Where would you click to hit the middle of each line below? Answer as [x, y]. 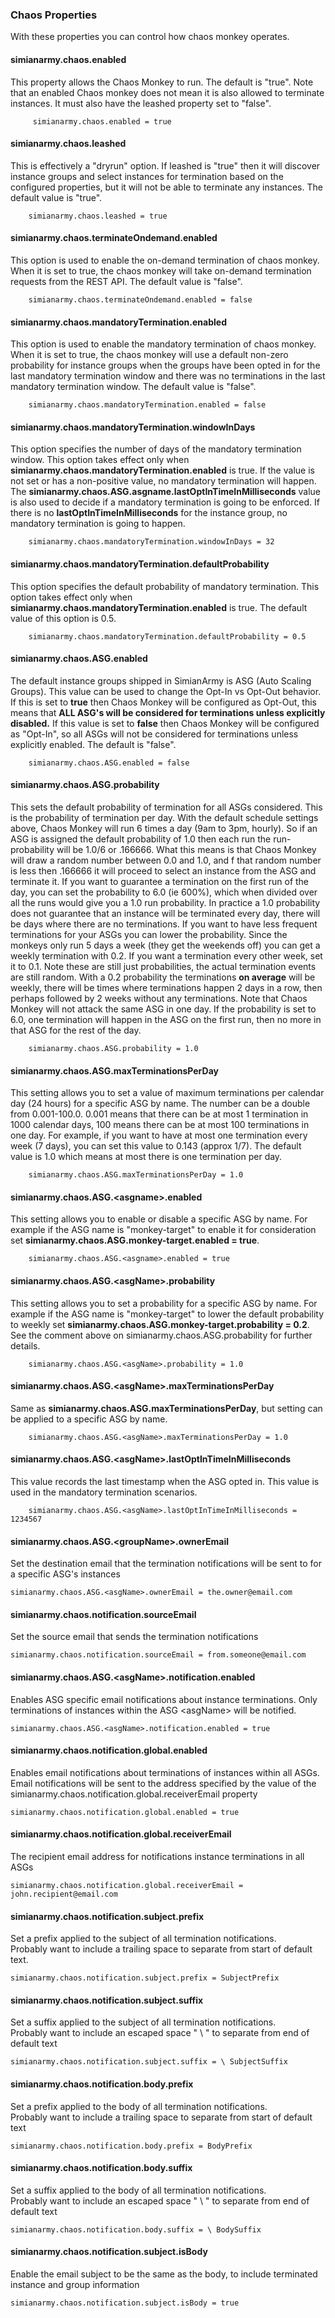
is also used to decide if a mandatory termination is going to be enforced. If [165, 502]
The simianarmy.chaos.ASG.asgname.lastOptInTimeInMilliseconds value [165, 492]
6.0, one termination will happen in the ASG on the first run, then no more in [166, 1019]
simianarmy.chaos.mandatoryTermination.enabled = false [147, 405]
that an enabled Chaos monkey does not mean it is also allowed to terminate [167, 92]
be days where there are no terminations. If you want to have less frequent [164, 924]
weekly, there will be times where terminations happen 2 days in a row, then [166, 987]
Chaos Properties [54, 15]
